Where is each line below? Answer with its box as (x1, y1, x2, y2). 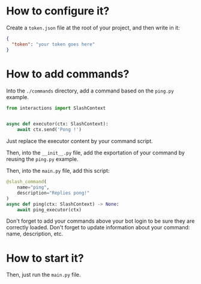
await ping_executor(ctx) (17, 207, 82, 213)
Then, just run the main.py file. (6, 271, 81, 279)
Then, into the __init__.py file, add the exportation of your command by (6, 149, 185, 157)
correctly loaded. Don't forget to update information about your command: (6, 224, 190, 231)
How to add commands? (6, 67, 130, 80)
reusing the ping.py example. (6, 156, 79, 163)
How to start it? (6, 251, 84, 265)
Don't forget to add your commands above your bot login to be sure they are (6, 217, 195, 225)
